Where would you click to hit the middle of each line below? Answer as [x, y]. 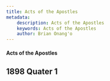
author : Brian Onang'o [45, 34]
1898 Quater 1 [32, 72]
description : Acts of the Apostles [61, 23]
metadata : [18, 17]
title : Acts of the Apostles [42, 12]
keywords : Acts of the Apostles [56, 28]
